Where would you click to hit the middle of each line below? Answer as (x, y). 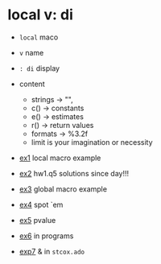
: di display (39, 68)
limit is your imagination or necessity (92, 142)
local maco (39, 37)
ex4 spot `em (41, 204)
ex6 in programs (46, 236)
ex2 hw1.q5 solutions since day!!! (74, 173)
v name (31, 52)
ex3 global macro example (63, 189)
